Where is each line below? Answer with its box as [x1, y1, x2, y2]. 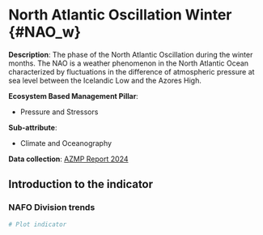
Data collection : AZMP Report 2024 [8, 154, 129, 164]
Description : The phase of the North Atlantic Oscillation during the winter [8, 49, 253, 59]
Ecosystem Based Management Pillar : [8, 91, 139, 100]
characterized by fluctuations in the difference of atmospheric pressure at [8, 66, 255, 76]
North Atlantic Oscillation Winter [8, 6, 232, 24]
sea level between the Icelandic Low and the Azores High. [8, 75, 202, 85]
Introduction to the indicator [8, 177, 154, 191]
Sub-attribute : [8, 122, 57, 132]
